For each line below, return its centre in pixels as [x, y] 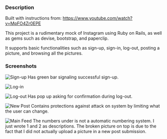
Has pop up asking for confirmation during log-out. [80, 96]
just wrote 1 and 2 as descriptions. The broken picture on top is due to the [81, 126]
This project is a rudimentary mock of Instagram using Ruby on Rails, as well [83, 33]
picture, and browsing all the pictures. [44, 53]
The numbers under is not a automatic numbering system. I [93, 121]
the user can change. [27, 111]
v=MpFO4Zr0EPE [23, 23]
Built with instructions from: [33, 18]
